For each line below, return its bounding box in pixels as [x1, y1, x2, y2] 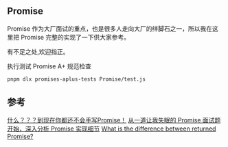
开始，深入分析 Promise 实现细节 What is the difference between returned [7, 124, 216, 133]
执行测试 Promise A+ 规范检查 [7, 62, 91, 70]
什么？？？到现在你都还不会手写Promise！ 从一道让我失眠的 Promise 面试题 [7, 116, 221, 124]
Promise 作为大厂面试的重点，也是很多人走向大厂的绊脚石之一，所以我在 [7, 24, 213, 33]
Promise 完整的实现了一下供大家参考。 [20, 33, 130, 41]
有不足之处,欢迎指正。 [7, 47, 70, 55]
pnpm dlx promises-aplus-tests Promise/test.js [7, 75, 146, 83]
